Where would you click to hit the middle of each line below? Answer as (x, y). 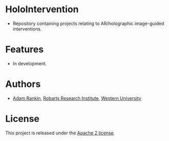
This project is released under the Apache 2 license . (60, 133)
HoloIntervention (42, 9)
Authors (23, 84)
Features (25, 50)
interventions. (27, 29)
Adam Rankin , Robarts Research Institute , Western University (77, 98)
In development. (30, 63)
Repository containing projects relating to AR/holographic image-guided (88, 23)
